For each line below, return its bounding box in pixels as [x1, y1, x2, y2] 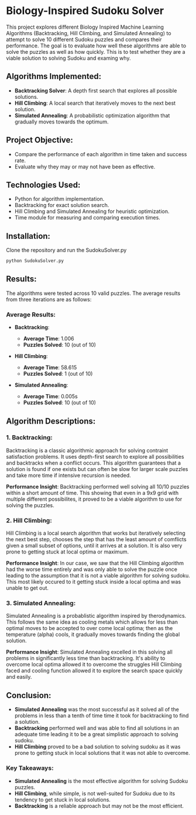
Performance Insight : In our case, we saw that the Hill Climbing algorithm [6, 560, 184, 567]
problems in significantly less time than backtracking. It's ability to [6, 655, 166, 662]
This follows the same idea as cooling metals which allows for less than [6, 618, 178, 625]
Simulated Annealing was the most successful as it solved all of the [14, 706, 180, 713]
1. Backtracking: [6, 434, 53, 442]
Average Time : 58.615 [23, 364, 77, 371]
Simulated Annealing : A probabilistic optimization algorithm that [14, 112, 170, 119]
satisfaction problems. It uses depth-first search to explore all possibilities [6, 453, 184, 460]
